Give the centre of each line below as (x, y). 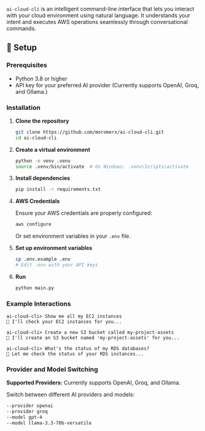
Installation (24, 107)
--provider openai (30, 406)
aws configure (33, 224)
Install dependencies (43, 178)
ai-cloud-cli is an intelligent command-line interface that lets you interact (100, 9)
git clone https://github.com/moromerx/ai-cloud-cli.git (90, 132)
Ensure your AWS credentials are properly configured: (83, 213)
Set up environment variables (54, 248)
